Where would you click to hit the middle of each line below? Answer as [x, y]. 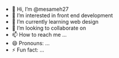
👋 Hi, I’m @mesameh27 [40, 9]
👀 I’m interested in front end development [62, 15]
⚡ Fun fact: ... [28, 50]
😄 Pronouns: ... [31, 43]
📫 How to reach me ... [39, 35]
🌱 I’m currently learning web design [55, 22]
